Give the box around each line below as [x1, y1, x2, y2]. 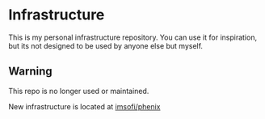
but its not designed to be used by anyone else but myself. [8, 40, 204, 50]
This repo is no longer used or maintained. [8, 86, 149, 96]
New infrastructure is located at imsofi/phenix [8, 101, 161, 111]
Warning [8, 65, 53, 79]
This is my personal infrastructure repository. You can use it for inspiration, [8, 32, 257, 42]
